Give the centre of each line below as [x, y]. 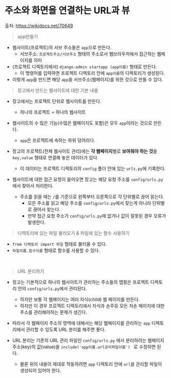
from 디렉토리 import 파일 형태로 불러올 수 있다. [59, 244]
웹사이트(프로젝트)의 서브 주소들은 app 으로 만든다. [62, 47]
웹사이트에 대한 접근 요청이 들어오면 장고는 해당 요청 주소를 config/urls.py [88, 179]
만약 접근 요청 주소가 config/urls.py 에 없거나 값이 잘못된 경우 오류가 [97, 216]
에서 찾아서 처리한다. [33, 185]
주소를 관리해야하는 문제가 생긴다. [54, 312]
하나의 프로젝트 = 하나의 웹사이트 [53, 112]
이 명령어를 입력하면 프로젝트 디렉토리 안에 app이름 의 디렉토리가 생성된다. [92, 73]
